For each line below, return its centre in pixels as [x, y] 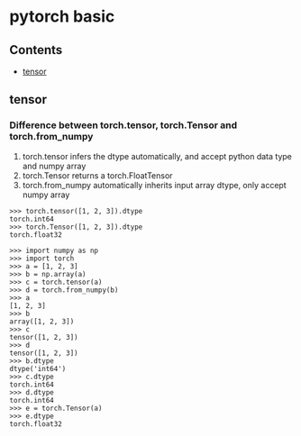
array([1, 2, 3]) [42, 322]
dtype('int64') [38, 368]
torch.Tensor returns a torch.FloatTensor [97, 175]
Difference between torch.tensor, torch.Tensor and [123, 125]
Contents [36, 50]
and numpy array [54, 166]
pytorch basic [62, 17]
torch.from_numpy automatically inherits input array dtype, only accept [154, 185]
